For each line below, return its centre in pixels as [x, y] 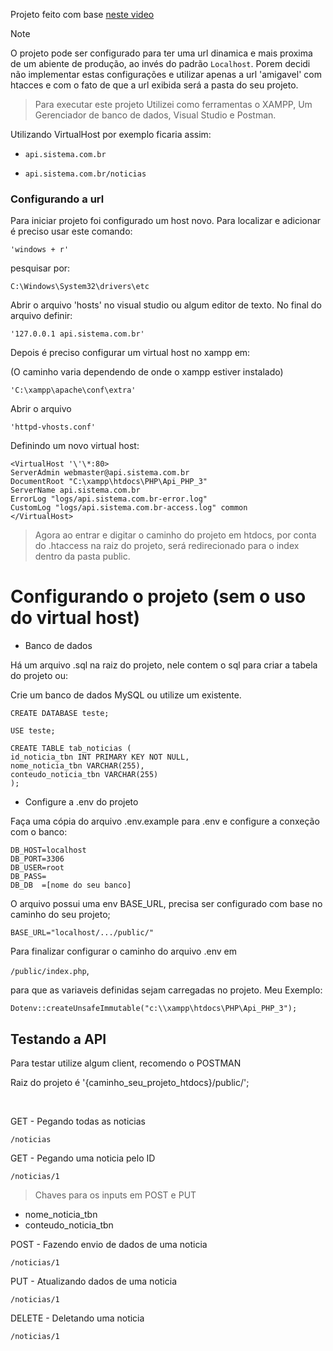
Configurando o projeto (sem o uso [158, 596]
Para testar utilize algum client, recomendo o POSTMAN [126, 1063]
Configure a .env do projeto [81, 802]
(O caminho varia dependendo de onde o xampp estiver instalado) [147, 372]
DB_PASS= [28, 877]
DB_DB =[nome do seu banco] [71, 885]
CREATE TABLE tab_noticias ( [71, 749]
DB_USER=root [37, 868]
